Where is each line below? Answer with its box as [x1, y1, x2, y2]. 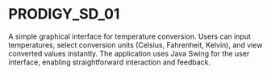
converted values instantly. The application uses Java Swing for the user [8, 48, 250, 58]
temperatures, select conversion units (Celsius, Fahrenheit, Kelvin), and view [8, 40, 263, 49]
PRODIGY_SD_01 [8, 5, 120, 23]
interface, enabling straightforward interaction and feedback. [8, 57, 211, 67]
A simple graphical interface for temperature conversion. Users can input [8, 31, 252, 41]
